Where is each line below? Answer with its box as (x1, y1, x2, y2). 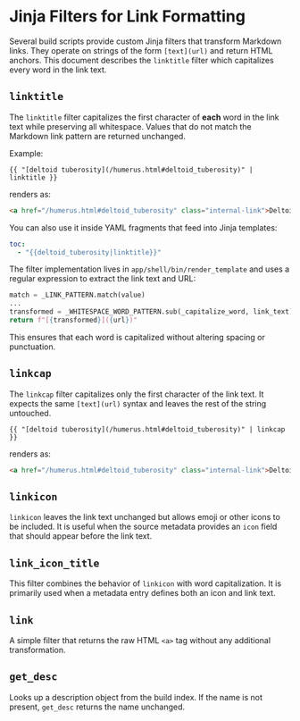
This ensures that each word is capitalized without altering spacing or (9, 331, 265, 342)
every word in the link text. (9, 64, 107, 75)
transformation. (9, 645, 66, 655)
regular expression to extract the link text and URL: (9, 273, 196, 284)
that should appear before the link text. (9, 531, 153, 541)
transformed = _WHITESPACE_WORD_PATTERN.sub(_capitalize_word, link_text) (9, 307, 294, 316)
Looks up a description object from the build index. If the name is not (9, 692, 263, 702)
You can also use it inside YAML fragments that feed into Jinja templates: (9, 222, 278, 233)
